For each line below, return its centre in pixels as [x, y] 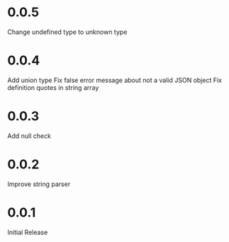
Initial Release [28, 232]
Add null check [29, 136]
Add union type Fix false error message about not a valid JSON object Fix [114, 80]
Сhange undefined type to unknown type [67, 32]
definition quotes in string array [53, 87]
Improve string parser [39, 184]
